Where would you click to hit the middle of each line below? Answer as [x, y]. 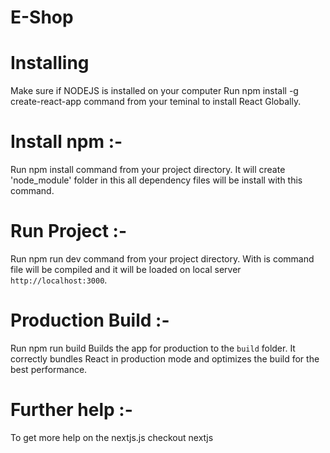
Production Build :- [90, 320]
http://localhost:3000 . [59, 280]
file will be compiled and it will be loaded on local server [126, 269]
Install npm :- [66, 142]
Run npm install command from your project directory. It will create [148, 170]
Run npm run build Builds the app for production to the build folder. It [153, 348]
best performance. [49, 369]
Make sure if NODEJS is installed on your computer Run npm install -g [154, 91]
